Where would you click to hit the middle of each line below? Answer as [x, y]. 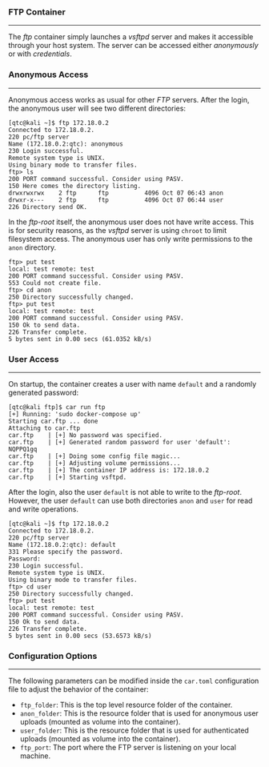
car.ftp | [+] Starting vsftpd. [68, 477]
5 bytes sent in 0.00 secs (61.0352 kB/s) [80, 339]
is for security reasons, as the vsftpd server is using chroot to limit [118, 230]
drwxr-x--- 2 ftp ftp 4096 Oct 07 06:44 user [116, 200]
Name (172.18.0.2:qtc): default [62, 544]
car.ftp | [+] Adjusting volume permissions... [94, 463]
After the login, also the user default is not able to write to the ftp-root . [125, 492]
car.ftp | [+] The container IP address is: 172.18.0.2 [109, 470]
